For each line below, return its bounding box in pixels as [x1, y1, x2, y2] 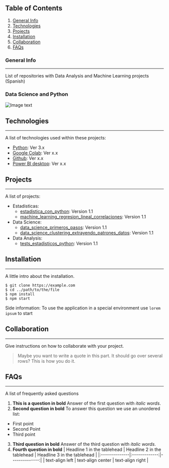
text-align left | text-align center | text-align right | [45, 457, 148, 463]
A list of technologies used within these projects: [5, 135, 107, 141]
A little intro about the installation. [5, 273, 75, 279]
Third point [12, 431, 36, 437]
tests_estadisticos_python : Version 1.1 [20, 241, 98, 247]
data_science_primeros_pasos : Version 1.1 [20, 224, 107, 230]
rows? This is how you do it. [17, 358, 75, 364]
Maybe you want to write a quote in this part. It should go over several [17, 352, 163, 359]
